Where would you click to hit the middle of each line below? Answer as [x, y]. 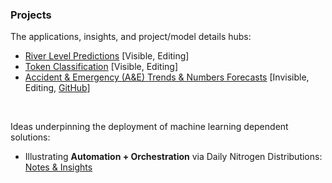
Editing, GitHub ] [57, 88]
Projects [31, 15]
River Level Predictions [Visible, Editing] [107, 56]
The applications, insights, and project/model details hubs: [131, 37]
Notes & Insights [58, 167]
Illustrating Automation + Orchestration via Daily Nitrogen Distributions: [173, 157]
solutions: [30, 137]
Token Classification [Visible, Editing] [101, 67]
